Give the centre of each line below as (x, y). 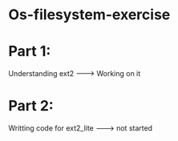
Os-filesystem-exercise (89, 15)
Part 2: (31, 106)
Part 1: (30, 52)
